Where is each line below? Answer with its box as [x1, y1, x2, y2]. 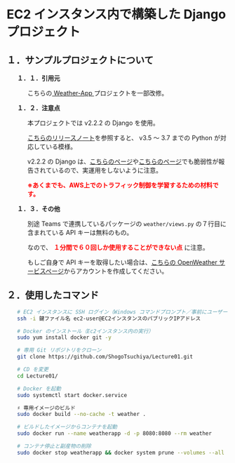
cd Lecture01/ [16, 373, 58, 380]
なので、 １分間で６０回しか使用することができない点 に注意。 [27, 243, 209, 251]
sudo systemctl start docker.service [16, 391, 128, 398]
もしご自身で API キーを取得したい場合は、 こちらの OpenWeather [27, 258, 218, 267]
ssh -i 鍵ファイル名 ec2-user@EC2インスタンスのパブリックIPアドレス [16, 315, 201, 322]
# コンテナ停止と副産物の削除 [16, 443, 92, 450]
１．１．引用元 [16, 74, 60, 82]
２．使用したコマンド [6, 289, 99, 302]
